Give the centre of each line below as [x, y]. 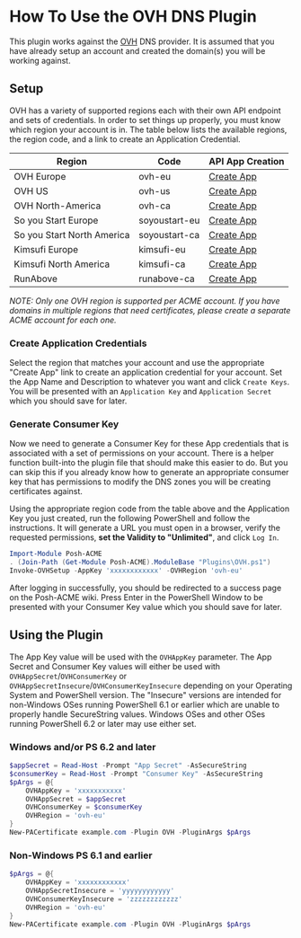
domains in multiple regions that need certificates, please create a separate [150, 310]
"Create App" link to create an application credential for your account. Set [146, 372]
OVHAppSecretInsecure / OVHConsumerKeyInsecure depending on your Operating [151, 686]
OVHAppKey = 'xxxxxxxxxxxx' [78, 882]
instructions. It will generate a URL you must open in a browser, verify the [145, 528]
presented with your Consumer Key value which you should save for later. [146, 606]
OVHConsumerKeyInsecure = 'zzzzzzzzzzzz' [104, 899]
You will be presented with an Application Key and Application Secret [141, 392]
